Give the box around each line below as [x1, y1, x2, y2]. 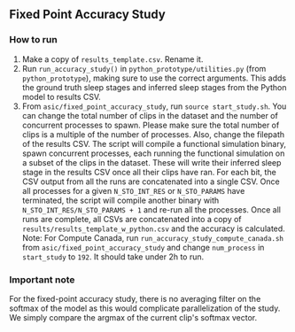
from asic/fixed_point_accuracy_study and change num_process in [21, 242, 265, 252]
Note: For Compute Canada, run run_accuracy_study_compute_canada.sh [21, 232, 284, 243]
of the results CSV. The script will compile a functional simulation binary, [21, 138, 286, 149]
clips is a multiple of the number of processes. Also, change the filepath [21, 128, 285, 140]
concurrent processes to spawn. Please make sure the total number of [21, 120, 280, 130]
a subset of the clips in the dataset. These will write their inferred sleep [21, 157, 282, 167]
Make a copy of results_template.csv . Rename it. [21, 53, 204, 65]
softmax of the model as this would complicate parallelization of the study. [9, 303, 281, 313]
